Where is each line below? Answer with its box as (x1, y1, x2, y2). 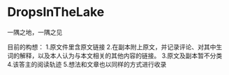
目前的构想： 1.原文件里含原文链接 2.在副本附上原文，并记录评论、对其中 (7, 42, 216, 51)
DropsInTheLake (7, 4, 105, 20)
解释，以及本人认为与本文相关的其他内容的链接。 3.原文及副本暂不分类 (19, 51, 223, 60)
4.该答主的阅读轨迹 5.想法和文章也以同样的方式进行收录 (7, 60, 167, 68)
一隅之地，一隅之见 (7, 28, 63, 36)
